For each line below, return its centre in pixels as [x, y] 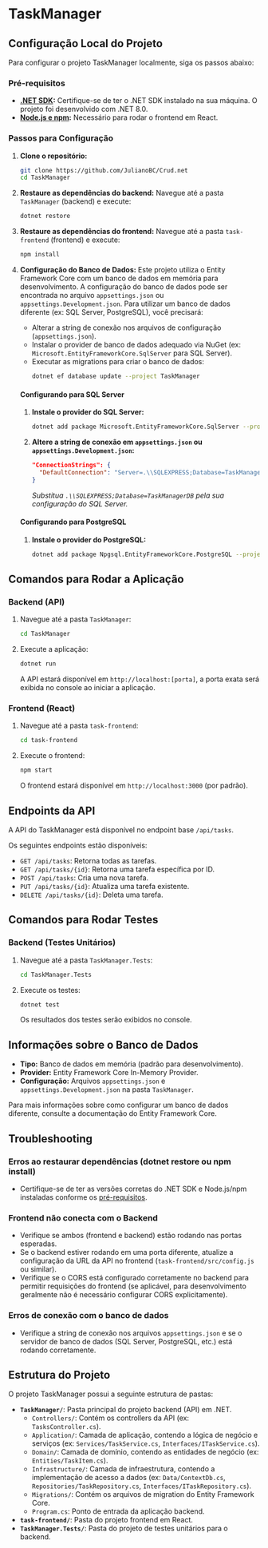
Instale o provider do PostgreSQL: [89, 539]
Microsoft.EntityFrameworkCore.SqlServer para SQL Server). [132, 353]
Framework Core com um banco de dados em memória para [119, 278]
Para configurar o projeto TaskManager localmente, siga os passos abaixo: [131, 62]
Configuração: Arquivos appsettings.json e [93, 1081]
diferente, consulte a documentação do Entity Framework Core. [112, 1113]
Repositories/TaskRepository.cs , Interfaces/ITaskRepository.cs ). [142, 1486]
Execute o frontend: [52, 756]
